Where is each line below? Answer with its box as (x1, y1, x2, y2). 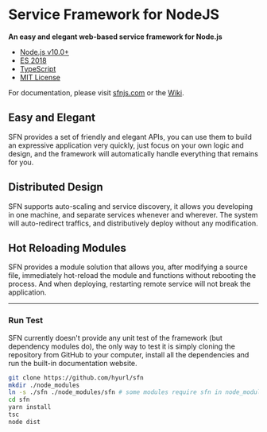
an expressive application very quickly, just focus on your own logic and (8, 141, 244, 150)
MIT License (19, 72, 61, 82)
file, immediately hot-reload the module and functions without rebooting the (8, 271, 257, 280)
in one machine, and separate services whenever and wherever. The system (8, 210, 258, 219)
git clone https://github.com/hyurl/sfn (8, 373, 145, 382)
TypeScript (19, 64, 56, 73)
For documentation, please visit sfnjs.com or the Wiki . (8, 87, 184, 97)
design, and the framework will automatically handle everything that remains (8, 148, 258, 158)
